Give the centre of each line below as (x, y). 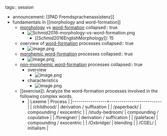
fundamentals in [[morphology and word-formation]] (66, 22)
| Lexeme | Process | (48, 101)
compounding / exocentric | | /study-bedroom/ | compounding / (93, 112)
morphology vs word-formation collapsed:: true (69, 27)
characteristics (43, 80)
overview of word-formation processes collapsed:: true (77, 43)
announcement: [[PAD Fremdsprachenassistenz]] (63, 17)
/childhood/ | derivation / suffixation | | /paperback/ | (87, 107)
